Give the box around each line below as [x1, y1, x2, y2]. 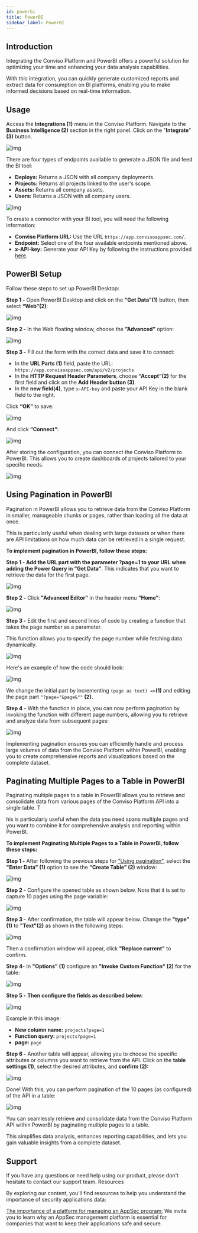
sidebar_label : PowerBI [6, 20, 65, 25]
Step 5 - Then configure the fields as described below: [6, 992, 143, 999]
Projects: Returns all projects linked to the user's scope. [14, 180, 152, 187]
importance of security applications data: [6, 1196, 106, 1203]
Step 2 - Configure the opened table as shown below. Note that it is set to [6, 886, 185, 894]
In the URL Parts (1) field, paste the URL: [14, 360, 113, 367]
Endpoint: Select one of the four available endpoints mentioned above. [14, 240, 188, 246]
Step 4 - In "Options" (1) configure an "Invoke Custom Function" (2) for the [6, 963, 191, 970]
